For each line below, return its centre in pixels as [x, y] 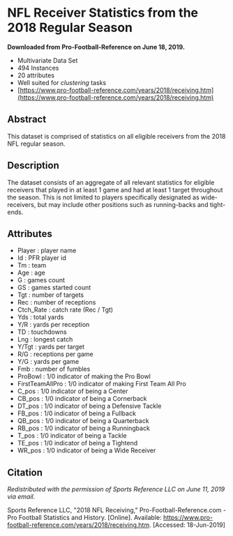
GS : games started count [54, 288]
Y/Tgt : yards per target [51, 347]
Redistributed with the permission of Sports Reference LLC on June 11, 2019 [116, 489]
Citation [25, 472]
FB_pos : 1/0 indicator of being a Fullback [76, 413]
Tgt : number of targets [51, 295]
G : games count [41, 280]
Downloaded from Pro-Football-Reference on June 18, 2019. [96, 47]
